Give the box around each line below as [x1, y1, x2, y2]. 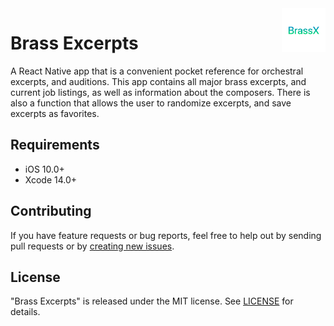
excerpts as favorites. [10, 107, 100, 119]
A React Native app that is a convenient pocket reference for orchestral [10, 65, 304, 77]
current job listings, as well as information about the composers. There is [10, 86, 311, 98]
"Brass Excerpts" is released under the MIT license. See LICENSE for [10, 295, 294, 307]
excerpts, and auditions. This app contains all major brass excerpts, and [10, 75, 307, 87]
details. [10, 306, 41, 318]
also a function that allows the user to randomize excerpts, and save [10, 97, 292, 109]
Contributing [10, 203, 92, 220]
